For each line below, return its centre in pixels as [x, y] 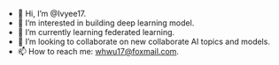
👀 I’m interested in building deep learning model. [106, 23]
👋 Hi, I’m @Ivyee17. [52, 14]
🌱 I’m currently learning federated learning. [96, 32]
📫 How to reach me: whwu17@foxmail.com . [98, 51]
